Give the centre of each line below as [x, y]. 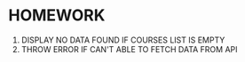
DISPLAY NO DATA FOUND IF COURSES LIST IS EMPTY [123, 40]
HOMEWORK [57, 15]
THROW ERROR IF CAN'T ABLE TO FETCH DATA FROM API [129, 49]
